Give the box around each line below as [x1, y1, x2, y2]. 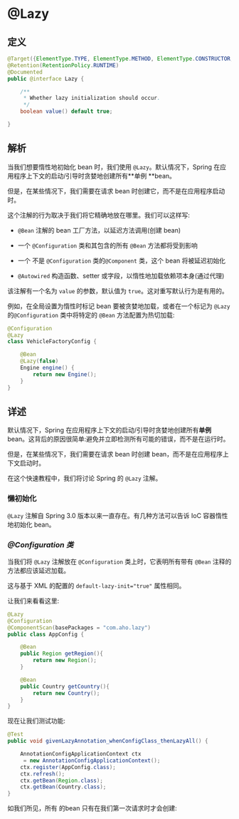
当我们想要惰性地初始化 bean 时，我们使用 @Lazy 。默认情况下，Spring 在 [7, 163, 221, 171]
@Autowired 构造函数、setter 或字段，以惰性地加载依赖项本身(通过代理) [17, 271, 225, 280]
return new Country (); [33, 689, 100, 697]
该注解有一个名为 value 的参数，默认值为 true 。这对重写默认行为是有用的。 [7, 286, 229, 295]
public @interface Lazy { [7, 75, 84, 82]
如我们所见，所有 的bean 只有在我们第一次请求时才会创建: [7, 804, 177, 813]
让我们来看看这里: [7, 596, 60, 605]
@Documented [7, 68, 43, 76]
